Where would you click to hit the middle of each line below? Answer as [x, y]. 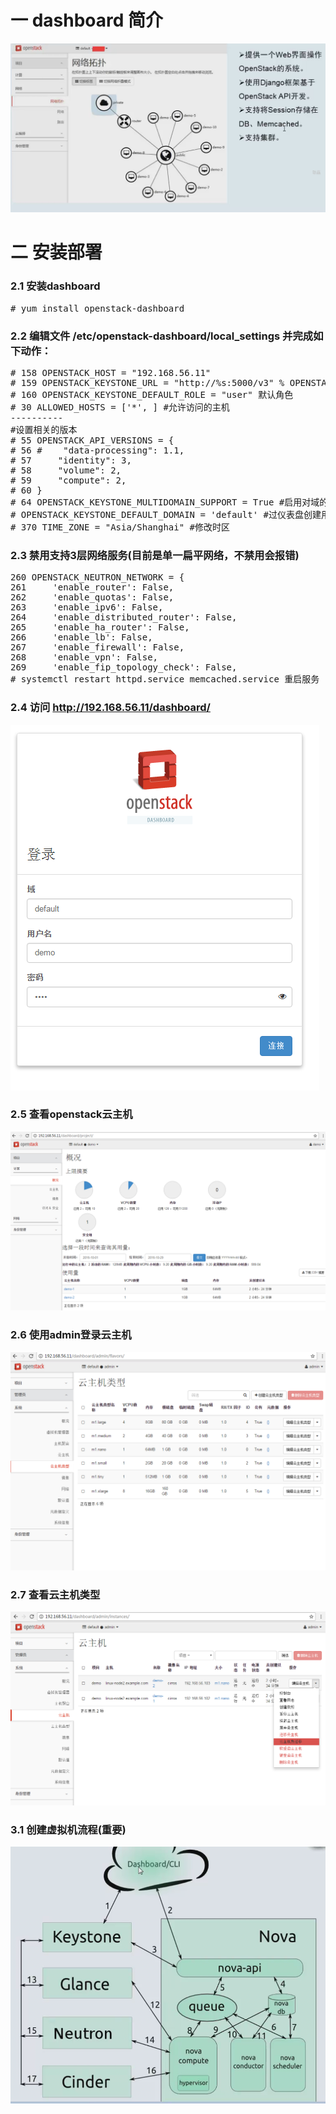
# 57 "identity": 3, [71, 460]
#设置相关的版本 [44, 429]
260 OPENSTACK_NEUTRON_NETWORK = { [97, 577]
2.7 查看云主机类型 [55, 1594]
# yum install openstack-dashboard [97, 308]
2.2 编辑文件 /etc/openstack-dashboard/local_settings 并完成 [162, 336]
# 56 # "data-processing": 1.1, [97, 450]
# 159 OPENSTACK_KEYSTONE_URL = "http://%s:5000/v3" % [147, 382]
